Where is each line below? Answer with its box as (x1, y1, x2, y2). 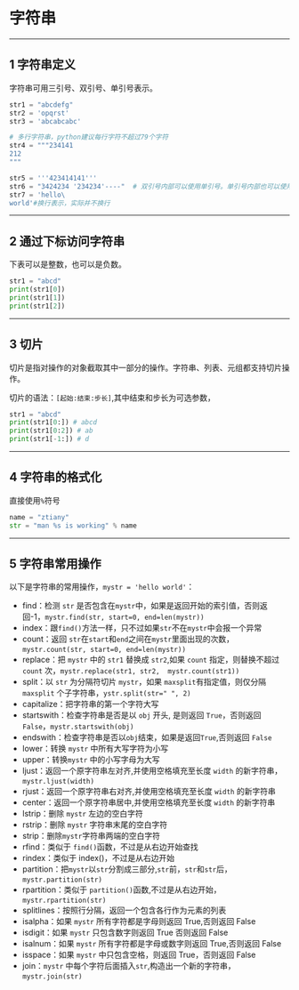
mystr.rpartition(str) (21, 896, 107, 905)
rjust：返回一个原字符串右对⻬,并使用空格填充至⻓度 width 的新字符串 (21, 786, 276, 797)
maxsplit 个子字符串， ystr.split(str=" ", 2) (21, 688, 191, 698)
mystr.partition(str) (21, 875, 102, 885)
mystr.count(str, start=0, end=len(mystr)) (21, 646, 187, 655)
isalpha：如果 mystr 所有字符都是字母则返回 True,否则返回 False (21, 916, 256, 927)
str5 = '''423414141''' (9, 173, 98, 182)
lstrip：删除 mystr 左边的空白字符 (21, 809, 144, 819)
